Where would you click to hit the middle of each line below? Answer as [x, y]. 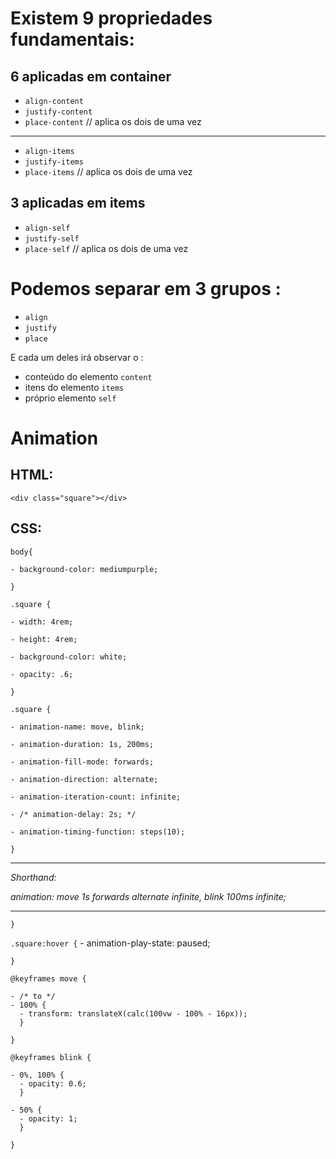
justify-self [52, 238]
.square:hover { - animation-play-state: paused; [110, 943]
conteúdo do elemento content [88, 376]
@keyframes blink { [51, 1057]
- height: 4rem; [44, 639]
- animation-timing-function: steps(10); [98, 832]
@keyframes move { [48, 978]
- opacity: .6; [42, 674]
